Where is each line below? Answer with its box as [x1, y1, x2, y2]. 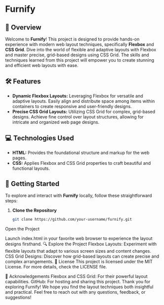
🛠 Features [5, 77, 41, 86]
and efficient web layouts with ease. [5, 63, 79, 68]
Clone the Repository [12, 207, 57, 213]
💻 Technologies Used [5, 134, 74, 143]
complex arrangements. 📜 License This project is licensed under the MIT [5, 259, 153, 265]
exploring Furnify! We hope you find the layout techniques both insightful [5, 284, 154, 290]
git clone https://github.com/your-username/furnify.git [12, 217, 132, 222]
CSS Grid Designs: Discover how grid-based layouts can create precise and [5, 253, 160, 260]
